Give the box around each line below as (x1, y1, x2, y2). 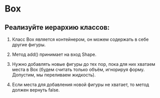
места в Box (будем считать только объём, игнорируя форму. (12, 66, 145, 72)
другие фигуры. (12, 42, 46, 48)
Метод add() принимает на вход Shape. (12, 51, 96, 57)
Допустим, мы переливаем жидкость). (12, 72, 96, 78)
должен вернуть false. (12, 87, 60, 93)
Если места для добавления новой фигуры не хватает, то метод (12, 81, 149, 87)
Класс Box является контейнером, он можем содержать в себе (12, 36, 149, 42)
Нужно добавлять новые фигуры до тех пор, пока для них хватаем (12, 61, 155, 67)
